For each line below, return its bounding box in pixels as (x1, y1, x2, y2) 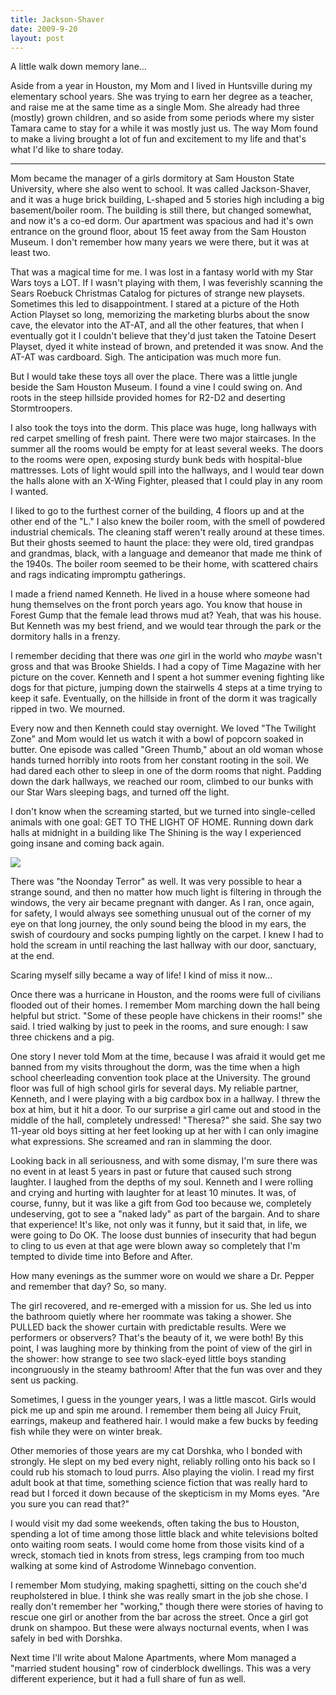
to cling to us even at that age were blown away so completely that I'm (10, 1240, 301, 1252)
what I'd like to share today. (10, 144, 124, 156)
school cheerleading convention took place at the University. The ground (10, 1072, 311, 1084)
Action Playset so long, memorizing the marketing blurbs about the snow (10, 309, 310, 321)
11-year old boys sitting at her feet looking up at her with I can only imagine (10, 1125, 320, 1137)
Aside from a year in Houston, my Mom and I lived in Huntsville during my (10, 80, 313, 92)
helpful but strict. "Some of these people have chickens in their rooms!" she (10, 1010, 323, 1022)
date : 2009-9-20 (10, 24, 78, 34)
